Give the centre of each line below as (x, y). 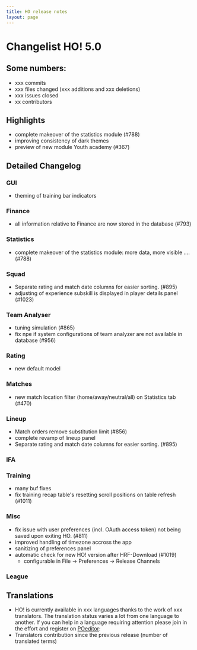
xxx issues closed (36, 95)
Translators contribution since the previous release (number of (91, 635)
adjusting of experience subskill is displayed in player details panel (96, 293)
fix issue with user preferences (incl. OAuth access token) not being (98, 529)
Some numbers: (36, 69)
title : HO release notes (37, 12)
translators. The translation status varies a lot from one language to (97, 616)
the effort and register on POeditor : (58, 629)
